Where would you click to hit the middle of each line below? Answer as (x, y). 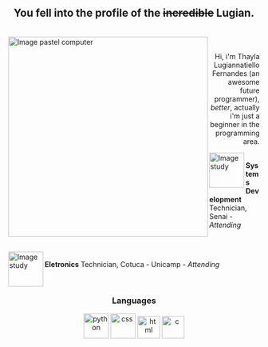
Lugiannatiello (237, 65)
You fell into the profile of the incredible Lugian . (134, 13)
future (250, 90)
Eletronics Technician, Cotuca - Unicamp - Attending (132, 264)
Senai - (221, 216)
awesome (244, 82)
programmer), (237, 98)
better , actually (235, 107)
